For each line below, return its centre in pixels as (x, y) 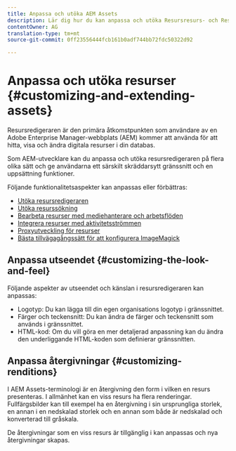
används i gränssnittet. (51, 324)
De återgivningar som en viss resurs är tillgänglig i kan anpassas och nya (113, 432)
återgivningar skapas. (39, 440)
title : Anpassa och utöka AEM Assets (63, 14)
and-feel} (29, 271)
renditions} (32, 372)
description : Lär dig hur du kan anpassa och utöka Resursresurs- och (113, 20)
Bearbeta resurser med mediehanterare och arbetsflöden (100, 216)
